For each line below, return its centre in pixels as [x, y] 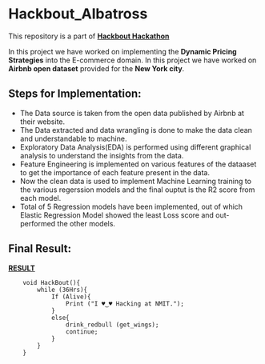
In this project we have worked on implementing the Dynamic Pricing [123, 51]
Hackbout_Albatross [78, 14]
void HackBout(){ [52, 282]
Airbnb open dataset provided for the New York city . [96, 68]
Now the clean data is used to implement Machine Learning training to [136, 181]
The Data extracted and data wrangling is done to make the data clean [136, 130]
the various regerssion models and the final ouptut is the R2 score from [137, 190]
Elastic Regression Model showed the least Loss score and [117, 215]
